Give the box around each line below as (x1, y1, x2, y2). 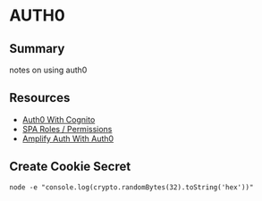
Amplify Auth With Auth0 (21, 133, 114, 144)
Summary (9, 41, 65, 56)
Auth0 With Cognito (21, 113, 96, 125)
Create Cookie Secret (9, 159, 131, 174)
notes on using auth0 (9, 64, 88, 75)
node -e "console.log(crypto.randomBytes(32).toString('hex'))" (9, 182, 254, 192)
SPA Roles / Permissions (21, 123, 113, 134)
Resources (9, 90, 71, 105)
